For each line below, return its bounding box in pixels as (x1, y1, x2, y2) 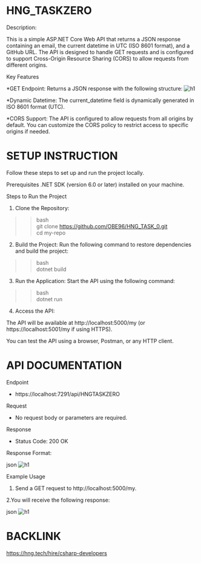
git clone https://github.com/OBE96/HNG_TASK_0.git (36, 222, 168, 230)
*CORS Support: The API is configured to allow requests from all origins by (6, 115, 194, 122)
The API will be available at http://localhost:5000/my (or (6, 319, 145, 326)
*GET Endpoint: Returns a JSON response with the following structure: (6, 84, 183, 92)
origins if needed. (6, 128, 50, 135)
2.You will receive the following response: (6, 496, 110, 503)
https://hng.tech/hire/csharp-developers (6, 549, 107, 556)
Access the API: (15, 307, 55, 315)
